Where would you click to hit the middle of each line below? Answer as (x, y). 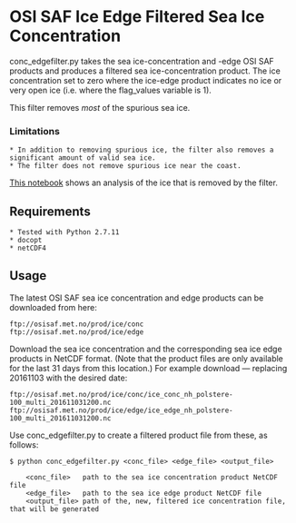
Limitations (35, 131)
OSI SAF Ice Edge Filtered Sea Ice (137, 17)
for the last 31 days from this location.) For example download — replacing (148, 368)
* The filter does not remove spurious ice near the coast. (126, 166)
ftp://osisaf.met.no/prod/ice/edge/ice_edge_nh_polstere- (121, 410)
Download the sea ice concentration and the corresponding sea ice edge (146, 349)
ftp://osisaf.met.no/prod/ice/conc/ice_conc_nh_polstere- (121, 394)
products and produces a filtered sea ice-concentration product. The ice (145, 71)
